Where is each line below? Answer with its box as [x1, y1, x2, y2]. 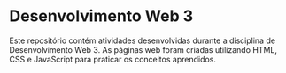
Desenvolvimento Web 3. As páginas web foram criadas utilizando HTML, [9, 44, 277, 55]
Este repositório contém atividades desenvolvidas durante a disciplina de [9, 35, 276, 46]
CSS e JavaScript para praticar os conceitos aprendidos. [9, 54, 217, 64]
